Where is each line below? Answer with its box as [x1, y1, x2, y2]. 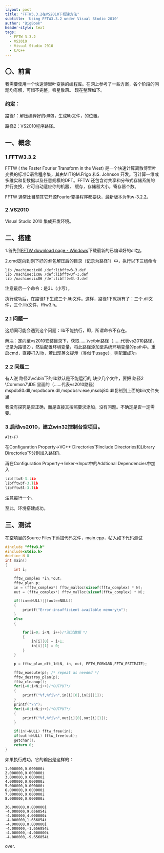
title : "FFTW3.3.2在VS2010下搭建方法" [5, 12, 80, 17]
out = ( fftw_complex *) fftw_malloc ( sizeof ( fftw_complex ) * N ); [14, 589, 145, 594]
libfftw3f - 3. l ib [5, 481, 38, 486]
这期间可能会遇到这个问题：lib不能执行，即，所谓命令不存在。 [5, 327, 130, 333]
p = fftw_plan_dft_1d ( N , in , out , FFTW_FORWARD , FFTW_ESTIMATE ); [14, 661, 147, 666]
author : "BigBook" [5, 20, 42, 26]
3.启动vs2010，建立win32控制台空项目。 [5, 423, 103, 430]
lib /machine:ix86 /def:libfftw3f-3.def [5, 272, 89, 277]
